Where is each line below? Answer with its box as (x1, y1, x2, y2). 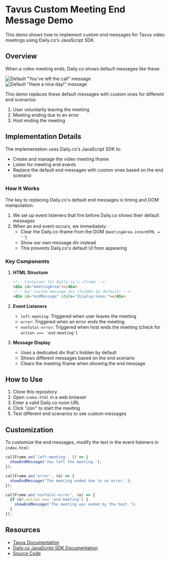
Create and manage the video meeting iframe (12, 156, 109, 162)
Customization (5, 425, 54, 434)
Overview (5, 52, 37, 61)
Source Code (12, 550, 41, 556)
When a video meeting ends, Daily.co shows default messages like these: (5, 65, 161, 71)
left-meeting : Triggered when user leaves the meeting (20, 313, 137, 319)
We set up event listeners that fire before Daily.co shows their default (12, 212, 159, 218)
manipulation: (5, 202, 34, 208)
